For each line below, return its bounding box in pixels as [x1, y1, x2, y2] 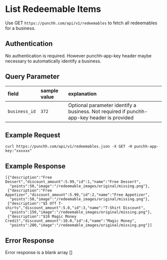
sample [40, 87, 59, 94]
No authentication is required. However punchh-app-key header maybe [5, 53, 152, 59]
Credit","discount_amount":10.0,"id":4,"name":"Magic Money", [5, 218, 137, 224]
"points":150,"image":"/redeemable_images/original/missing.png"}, [9, 210, 153, 215]
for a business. [5, 25, 36, 31]
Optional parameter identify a [68, 102, 137, 109]
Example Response [5, 162, 66, 170]
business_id [7, 108, 36, 114]
